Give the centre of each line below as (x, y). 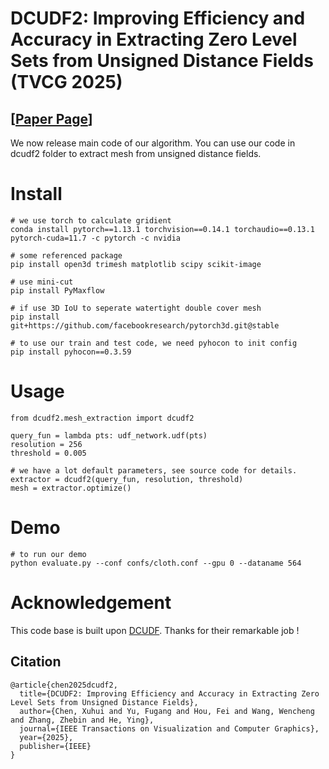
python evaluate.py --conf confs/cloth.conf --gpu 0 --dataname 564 (156, 563)
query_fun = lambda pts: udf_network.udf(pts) (109, 435)
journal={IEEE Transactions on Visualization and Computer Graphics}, (169, 728)
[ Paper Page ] (51, 118)
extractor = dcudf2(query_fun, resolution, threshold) (127, 479)
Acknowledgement (91, 603)
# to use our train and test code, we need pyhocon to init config (154, 343)
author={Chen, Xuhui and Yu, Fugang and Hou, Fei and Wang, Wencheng (167, 711)
